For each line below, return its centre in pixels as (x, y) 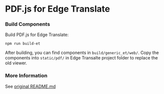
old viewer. (16, 63)
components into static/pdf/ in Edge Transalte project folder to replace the (82, 58)
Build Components (28, 24)
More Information (26, 75)
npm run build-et (23, 44)
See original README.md (30, 86)
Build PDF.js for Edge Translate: (37, 35)
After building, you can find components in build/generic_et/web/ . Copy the (82, 53)
